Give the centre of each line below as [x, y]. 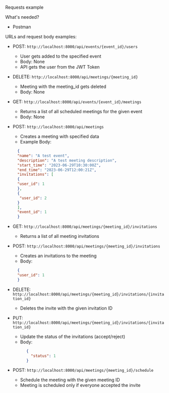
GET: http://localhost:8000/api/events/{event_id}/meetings [77, 102]
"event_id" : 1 [32, 212]
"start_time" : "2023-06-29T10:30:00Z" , [59, 165]
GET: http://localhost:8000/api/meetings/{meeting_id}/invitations [85, 226]
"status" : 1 [43, 356]
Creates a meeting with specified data [60, 136]
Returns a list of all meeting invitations [60, 236]
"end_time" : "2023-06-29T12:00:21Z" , [57, 170]
